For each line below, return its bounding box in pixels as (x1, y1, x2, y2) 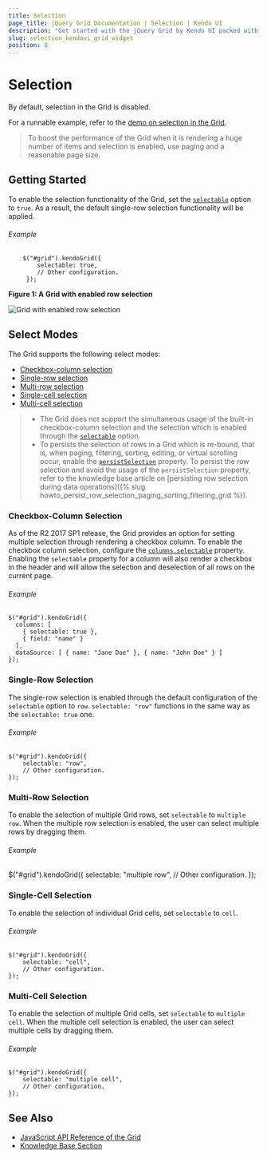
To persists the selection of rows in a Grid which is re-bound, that (39, 439, 255, 449)
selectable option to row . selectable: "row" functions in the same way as (8, 700, 251, 711)
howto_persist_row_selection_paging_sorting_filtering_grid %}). (39, 490, 249, 500)
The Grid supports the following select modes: (8, 349, 161, 359)
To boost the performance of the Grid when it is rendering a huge (27, 133, 243, 143)
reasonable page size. (27, 150, 101, 160)
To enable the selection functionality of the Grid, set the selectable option (8, 194, 252, 204)
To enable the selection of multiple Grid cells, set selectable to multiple (8, 1009, 245, 1018)
